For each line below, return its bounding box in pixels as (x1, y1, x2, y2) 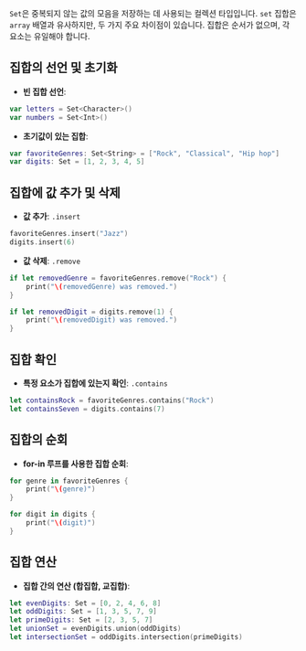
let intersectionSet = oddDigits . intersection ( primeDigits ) (9, 633, 244, 642)
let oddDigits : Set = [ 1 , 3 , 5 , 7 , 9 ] (9, 607, 157, 616)
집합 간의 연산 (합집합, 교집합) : (22, 580, 131, 592)
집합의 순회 (9, 432, 69, 448)
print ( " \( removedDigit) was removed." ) (26, 315, 178, 325)
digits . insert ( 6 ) (9, 238, 76, 247)
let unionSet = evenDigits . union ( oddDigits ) (9, 624, 182, 634)
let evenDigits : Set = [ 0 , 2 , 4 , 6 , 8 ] (9, 598, 162, 608)
